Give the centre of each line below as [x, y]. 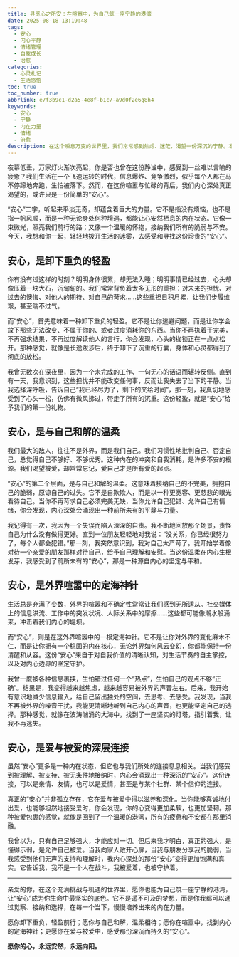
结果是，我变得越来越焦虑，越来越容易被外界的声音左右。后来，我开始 [126, 687]
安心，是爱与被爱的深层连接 [68, 747]
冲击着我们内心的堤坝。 [54, 622]
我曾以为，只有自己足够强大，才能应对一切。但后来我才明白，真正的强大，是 [119, 841]
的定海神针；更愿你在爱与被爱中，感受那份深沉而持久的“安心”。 [101, 931]
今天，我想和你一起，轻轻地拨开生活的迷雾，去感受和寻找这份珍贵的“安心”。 [119, 236]
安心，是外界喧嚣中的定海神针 [73, 586]
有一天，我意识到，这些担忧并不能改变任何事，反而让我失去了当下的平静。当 [119, 380]
